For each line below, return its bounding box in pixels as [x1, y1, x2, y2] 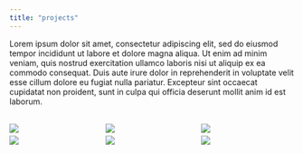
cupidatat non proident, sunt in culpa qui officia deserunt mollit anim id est [9, 86, 287, 97]
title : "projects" [9, 13, 79, 23]
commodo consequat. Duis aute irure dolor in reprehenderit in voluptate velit [9, 67, 294, 78]
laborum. [9, 96, 43, 107]
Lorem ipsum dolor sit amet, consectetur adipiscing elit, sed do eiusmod [9, 38, 279, 49]
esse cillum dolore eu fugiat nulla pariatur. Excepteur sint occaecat [9, 76, 258, 87]
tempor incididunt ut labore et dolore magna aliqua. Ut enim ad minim [9, 47, 268, 59]
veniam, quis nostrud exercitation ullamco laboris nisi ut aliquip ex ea [9, 57, 266, 68]
